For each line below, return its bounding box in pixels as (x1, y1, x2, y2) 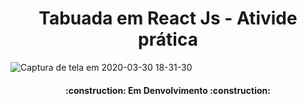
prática (138, 28, 198, 51)
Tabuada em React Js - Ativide (38, 7, 298, 30)
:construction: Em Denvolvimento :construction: (65, 84, 271, 96)
